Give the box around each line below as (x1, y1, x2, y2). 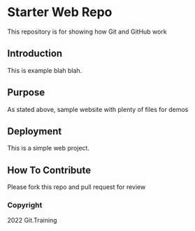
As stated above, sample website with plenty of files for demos (7, 105, 189, 113)
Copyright (7, 200, 43, 210)
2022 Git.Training (7, 216, 57, 225)
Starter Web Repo (7, 4, 113, 20)
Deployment (7, 125, 62, 137)
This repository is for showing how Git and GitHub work (7, 27, 167, 36)
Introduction (7, 48, 63, 59)
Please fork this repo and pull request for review (7, 183, 146, 191)
